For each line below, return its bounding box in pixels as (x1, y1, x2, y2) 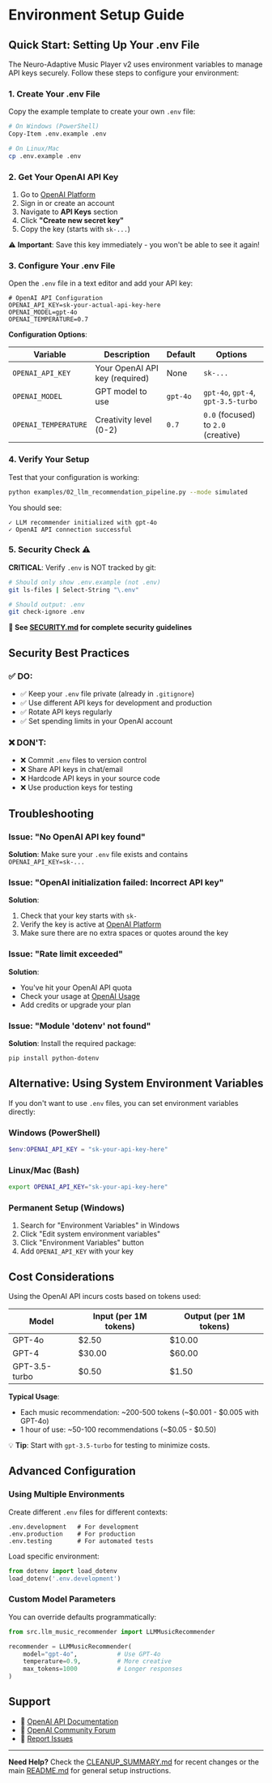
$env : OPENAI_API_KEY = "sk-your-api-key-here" (8, 1145, 168, 1153)
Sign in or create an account (19, 199, 115, 208)
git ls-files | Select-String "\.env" (8, 585, 139, 594)
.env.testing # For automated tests (8, 1537, 154, 1545)
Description (104, 349, 151, 360)
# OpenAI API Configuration (8, 294, 104, 302)
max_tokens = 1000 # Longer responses (23, 1665, 183, 1674)
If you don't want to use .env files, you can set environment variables (8, 1098, 239, 1108)
